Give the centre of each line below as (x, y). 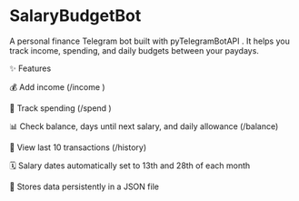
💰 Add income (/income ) (58, 86)
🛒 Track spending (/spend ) (60, 108)
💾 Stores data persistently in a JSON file (84, 186)
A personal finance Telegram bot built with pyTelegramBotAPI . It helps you (150, 41)
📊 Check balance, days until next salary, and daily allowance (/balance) (144, 126)
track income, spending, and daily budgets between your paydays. (134, 50)
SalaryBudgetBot (75, 16)
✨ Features (30, 68)
